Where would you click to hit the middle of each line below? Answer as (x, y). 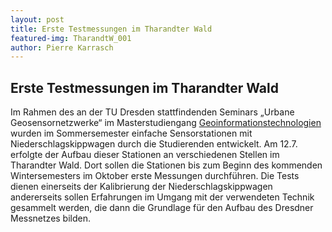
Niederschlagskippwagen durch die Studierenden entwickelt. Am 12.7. (154, 144)
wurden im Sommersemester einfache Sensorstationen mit (131, 133)
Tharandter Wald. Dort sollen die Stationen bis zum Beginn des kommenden (166, 165)
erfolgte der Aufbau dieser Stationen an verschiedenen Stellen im (145, 155)
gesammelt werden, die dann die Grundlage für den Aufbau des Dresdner (162, 208)
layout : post (37, 19)
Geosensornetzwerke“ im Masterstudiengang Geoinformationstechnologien (166, 123)
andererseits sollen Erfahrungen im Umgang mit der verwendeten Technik (162, 197)
